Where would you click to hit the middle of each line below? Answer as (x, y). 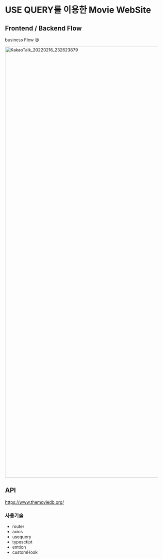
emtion (19, 547)
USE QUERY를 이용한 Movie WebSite (78, 10)
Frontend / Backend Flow (43, 28)
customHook (25, 552)
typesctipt (22, 542)
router (18, 526)
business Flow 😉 (22, 40)
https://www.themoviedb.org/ (34, 502)
